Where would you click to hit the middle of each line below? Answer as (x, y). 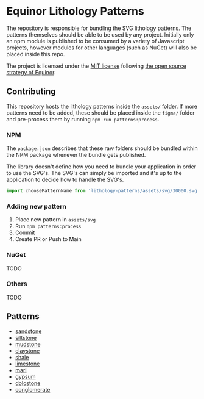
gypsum (25, 376)
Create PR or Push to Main (48, 239)
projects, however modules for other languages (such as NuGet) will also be (102, 48)
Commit (25, 232)
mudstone (28, 344)
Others (17, 284)
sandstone (28, 331)
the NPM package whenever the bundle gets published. (76, 155)
